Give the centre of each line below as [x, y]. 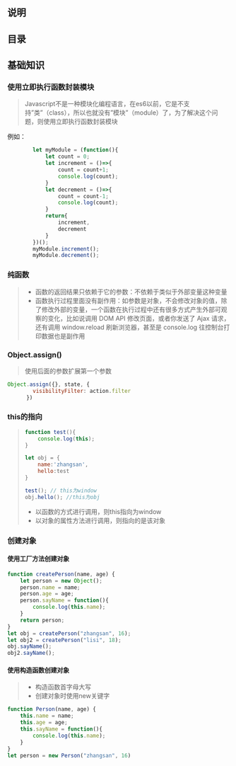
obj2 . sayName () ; [31, 653]
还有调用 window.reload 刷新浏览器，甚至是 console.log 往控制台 [129, 327]
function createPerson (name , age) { [61, 574]
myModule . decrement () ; [66, 256]
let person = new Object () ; [61, 581]
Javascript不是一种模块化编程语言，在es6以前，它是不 [104, 104]
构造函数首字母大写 [63, 687]
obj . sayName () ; [30, 646]
